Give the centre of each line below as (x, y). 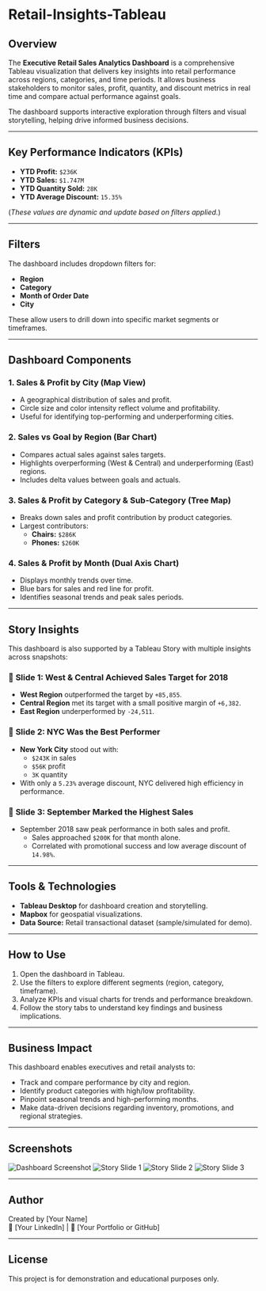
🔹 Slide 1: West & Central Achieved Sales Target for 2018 (118, 677)
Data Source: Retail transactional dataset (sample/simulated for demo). (136, 922)
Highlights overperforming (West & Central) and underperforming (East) (137, 463)
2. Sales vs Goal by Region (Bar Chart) (83, 437)
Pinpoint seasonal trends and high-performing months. (109, 1099)
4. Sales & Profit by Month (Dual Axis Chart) (94, 563)
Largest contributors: (54, 526)
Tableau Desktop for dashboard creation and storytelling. (114, 906)
